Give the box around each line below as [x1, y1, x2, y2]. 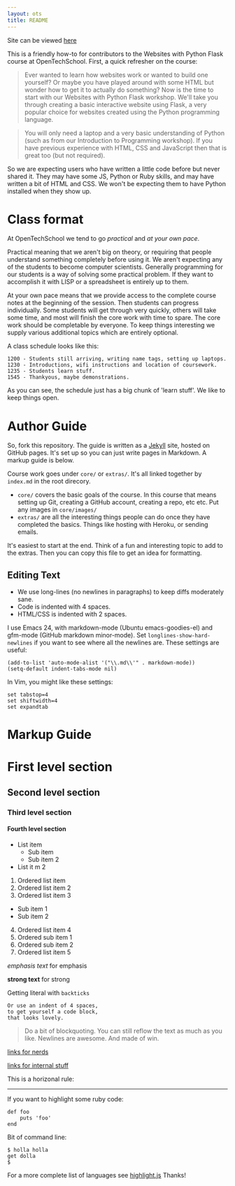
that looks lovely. [7, 1015, 64, 1022]
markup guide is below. [7, 456, 75, 465]
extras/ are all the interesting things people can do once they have [17, 513, 211, 521]
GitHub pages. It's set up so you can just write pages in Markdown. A [7, 449, 207, 457]
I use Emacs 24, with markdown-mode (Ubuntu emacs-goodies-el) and [7, 623, 213, 632]
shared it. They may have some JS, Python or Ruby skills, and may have [7, 172, 215, 181]
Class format [7, 211, 84, 227]
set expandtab [7, 704, 49, 711]
